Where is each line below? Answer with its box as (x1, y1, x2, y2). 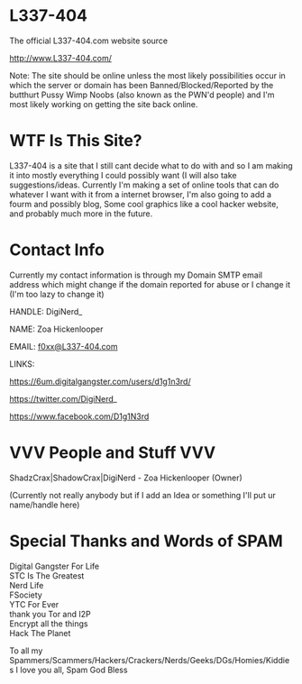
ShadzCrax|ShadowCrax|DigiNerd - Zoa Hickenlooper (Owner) (9, 472, 243, 483)
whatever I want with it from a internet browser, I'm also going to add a (9, 188, 272, 199)
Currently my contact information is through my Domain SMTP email (9, 269, 263, 280)
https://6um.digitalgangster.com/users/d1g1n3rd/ (9, 376, 191, 387)
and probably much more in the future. (9, 208, 153, 219)
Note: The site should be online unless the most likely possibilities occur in (9, 69, 286, 81)
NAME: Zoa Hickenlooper (9, 324, 104, 334)
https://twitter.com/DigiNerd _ (9, 393, 117, 404)
